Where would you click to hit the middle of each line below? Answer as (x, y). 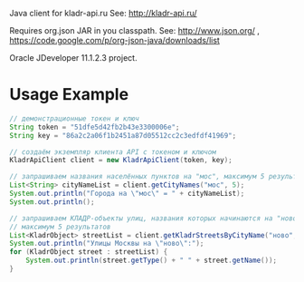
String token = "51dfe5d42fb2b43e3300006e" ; (95, 127)
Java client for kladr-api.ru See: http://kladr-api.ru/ (103, 13)
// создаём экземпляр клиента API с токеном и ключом (113, 152)
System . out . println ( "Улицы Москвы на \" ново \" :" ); (107, 244)
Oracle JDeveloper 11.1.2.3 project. (73, 58)
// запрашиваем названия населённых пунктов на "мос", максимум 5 (137, 177)
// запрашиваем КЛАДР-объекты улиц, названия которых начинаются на (141, 218)
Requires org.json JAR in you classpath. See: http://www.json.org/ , (135, 30)
